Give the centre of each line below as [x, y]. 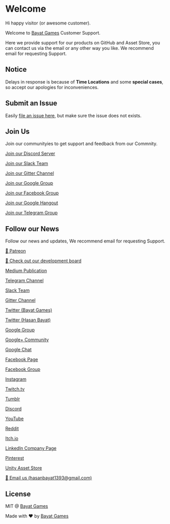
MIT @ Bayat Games [27, 506]
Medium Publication [26, 271]
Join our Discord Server [30, 154]
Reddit [12, 429]
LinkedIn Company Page [31, 448]
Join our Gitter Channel [30, 173]
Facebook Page [22, 360]
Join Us [18, 131]
